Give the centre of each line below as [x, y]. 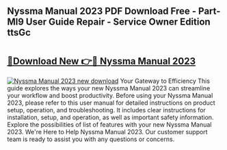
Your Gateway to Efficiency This [165, 81]
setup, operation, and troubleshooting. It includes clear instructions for [107, 110]
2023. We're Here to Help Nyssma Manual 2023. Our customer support [107, 132]
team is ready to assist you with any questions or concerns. [91, 139]
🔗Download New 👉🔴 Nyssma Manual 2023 [102, 61]
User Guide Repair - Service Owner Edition [118, 22]
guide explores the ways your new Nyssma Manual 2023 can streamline [109, 88]
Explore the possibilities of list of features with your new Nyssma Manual [109, 125]
